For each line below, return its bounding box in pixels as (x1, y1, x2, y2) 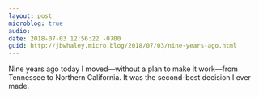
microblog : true (8, 19, 63, 27)
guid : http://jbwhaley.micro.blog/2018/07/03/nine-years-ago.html (8, 42, 237, 50)
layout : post (8, 11, 53, 20)
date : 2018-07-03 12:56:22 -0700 (8, 34, 121, 43)
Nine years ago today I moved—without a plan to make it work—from (8, 64, 239, 74)
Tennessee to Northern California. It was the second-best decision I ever (8, 73, 251, 82)
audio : (8, 27, 31, 35)
